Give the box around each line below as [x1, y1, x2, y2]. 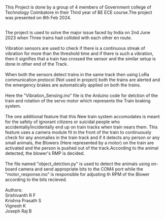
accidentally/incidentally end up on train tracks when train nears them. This [5, 124, 158, 130]
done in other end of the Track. [5, 61, 68, 67]
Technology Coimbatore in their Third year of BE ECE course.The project [5, 9, 153, 15]
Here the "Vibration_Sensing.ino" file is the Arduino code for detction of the [5, 92, 158, 98]
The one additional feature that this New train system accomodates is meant [5, 114, 160, 119]
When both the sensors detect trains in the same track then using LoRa [5, 72, 149, 77]
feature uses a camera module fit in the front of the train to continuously [5, 130, 152, 135]
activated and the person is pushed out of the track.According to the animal [5, 145, 159, 151]
